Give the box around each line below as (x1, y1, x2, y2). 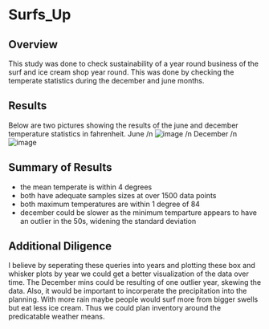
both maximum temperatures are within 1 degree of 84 (19, 199, 201, 209)
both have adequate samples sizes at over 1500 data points (19, 190, 217, 200)
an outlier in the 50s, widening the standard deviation (19, 216, 197, 225)
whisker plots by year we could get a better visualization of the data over (8, 269, 249, 278)
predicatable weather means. (8, 311, 106, 322)
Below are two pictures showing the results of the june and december (8, 120, 238, 130)
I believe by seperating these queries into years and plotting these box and (8, 261, 255, 270)
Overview (8, 38, 59, 51)
